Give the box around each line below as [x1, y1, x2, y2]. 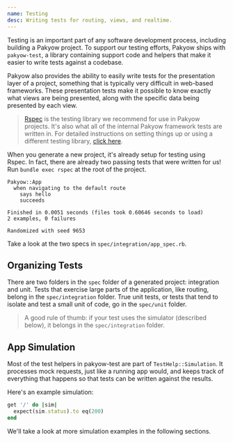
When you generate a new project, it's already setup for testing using [7, 150, 206, 159]
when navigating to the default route [13, 184, 127, 191]
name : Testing [7, 10, 49, 17]
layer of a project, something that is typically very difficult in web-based [7, 79, 214, 87]
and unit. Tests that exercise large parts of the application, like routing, [7, 285, 209, 294]
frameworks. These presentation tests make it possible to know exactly [7, 86, 211, 95]
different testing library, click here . [24, 136, 123, 145]
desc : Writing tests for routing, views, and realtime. [7, 17, 172, 24]
